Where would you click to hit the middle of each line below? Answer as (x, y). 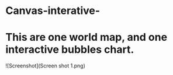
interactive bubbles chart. (70, 50)
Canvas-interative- (53, 11)
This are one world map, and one (86, 37)
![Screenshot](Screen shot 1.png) (45, 66)
